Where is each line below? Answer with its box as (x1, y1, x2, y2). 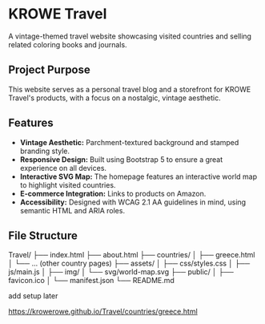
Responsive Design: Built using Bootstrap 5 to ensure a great (19, 154, 223, 164)
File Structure (8, 229, 78, 242)
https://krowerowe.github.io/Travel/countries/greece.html (8, 306, 198, 317)
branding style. (19, 146, 70, 156)
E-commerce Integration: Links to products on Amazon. (19, 188, 207, 198)
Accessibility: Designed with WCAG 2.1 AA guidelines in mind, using (19, 197, 247, 207)
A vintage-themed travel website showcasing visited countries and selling (8, 31, 252, 41)
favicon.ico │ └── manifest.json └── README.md (8, 276, 175, 286)
